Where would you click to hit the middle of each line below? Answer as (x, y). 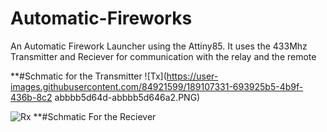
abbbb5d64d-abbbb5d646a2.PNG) (127, 97)
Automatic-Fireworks (101, 18)
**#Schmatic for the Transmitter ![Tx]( (88, 76)
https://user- (192, 76)
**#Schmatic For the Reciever (95, 116)
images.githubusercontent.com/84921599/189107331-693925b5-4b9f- (157, 86)
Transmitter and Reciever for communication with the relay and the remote (163, 56)
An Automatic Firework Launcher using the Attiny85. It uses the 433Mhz (159, 46)
